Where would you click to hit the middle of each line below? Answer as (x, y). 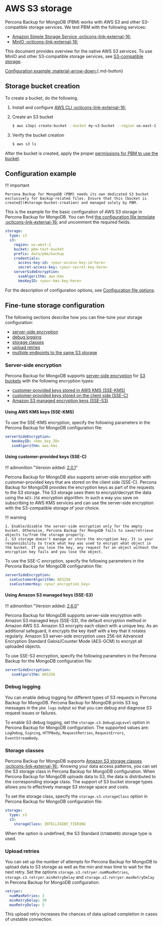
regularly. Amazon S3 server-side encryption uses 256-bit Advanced (74, 636)
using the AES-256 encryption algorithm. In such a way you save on (72, 497)
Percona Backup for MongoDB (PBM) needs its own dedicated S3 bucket (77, 194)
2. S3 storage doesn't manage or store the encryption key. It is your (79, 539)
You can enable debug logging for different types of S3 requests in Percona (81, 697)
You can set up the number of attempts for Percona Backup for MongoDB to (81, 861)
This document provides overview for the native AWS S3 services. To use (79, 51)
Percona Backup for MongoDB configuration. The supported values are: (77, 727)
